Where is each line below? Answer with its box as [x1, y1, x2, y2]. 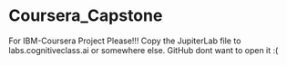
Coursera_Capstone [8, 5, 163, 26]
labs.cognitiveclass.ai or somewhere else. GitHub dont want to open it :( [8, 44, 279, 55]
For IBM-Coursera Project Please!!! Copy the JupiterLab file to [8, 35, 241, 46]
